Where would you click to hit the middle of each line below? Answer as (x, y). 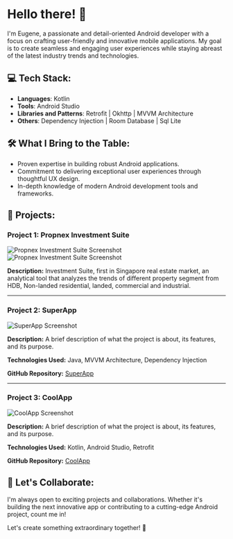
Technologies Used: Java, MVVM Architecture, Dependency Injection (107, 360)
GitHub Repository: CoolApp (49, 460)
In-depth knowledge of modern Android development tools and (107, 186)
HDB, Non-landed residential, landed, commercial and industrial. (99, 286)
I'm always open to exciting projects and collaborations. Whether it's (105, 499)
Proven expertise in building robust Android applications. (98, 163)
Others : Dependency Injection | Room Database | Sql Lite (99, 120)
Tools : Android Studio (48, 106)
